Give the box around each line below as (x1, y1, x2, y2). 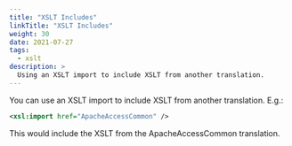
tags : (9, 46, 29, 55)
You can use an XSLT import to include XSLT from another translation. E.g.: (9, 95, 284, 105)
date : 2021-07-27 (9, 37, 74, 47)
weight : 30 (9, 29, 50, 38)
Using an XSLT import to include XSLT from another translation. (17, 71, 265, 80)
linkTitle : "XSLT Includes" (9, 21, 114, 30)
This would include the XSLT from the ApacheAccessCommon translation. (9, 127, 280, 138)
